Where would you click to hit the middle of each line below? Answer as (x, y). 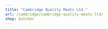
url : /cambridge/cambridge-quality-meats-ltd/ (54, 14)
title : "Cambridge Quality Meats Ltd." (47, 10)
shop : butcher (20, 19)
